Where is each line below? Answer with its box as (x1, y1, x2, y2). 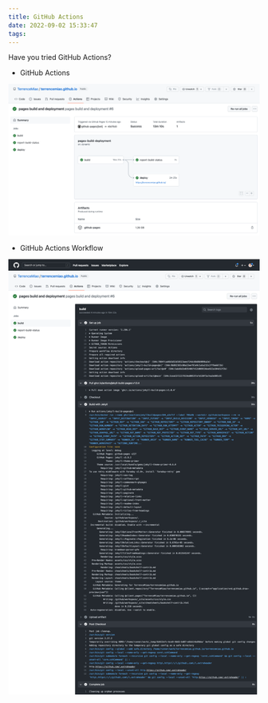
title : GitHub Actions (8, 13, 84, 21)
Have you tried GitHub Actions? (8, 53, 112, 62)
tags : (8, 30, 26, 38)
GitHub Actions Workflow (19, 244, 104, 253)
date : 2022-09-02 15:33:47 (8, 21, 98, 30)
